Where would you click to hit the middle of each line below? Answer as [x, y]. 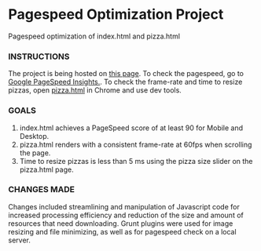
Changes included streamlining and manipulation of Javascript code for [124, 206]
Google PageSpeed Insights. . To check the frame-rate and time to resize [125, 82]
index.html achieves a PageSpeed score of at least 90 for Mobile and [131, 128]
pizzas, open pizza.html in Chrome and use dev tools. [95, 90]
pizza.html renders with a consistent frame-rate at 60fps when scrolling [136, 144]
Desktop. [34, 136]
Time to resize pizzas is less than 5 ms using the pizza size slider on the [136, 161]
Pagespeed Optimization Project [116, 15]
